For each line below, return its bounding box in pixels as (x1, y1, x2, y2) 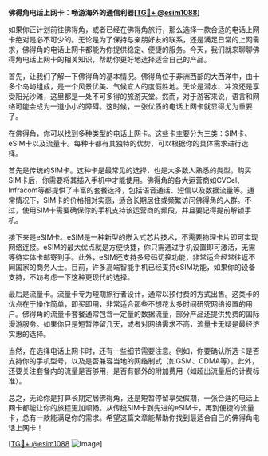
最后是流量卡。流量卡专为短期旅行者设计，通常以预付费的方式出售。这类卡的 (8, 289, 260, 299)
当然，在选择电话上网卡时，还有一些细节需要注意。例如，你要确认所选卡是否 (8, 347, 260, 355)
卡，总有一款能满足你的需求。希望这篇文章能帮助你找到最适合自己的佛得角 (8, 413, 253, 422)
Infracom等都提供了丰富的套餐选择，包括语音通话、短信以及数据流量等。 (8, 185, 247, 195)
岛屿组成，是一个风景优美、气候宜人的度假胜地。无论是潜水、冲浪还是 (22, 81, 253, 91)
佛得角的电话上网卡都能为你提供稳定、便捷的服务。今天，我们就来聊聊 (22, 45, 253, 54)
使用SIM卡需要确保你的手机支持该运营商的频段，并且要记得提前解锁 (22, 205, 245, 215)
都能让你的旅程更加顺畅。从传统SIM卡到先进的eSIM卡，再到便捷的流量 (22, 403, 254, 412)
